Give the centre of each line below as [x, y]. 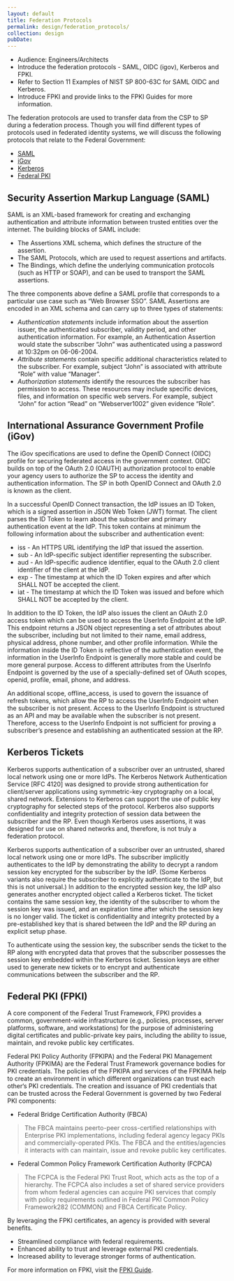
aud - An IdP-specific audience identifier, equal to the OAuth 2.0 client [118, 562]
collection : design [36, 33]
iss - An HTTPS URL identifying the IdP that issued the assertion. [110, 547]
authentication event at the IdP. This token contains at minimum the [104, 526]
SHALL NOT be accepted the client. [68, 584]
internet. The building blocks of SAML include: [74, 229]
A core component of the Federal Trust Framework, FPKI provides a [104, 1013]
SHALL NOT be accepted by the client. [73, 599]
